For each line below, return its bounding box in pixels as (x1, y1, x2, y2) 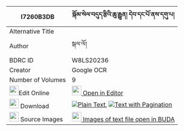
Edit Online (19, 89, 50, 97)
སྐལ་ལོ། (71, 40, 87, 47)
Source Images (20, 115, 63, 123)
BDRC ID (9, 56, 34, 64)
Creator (9, 66, 31, 74)
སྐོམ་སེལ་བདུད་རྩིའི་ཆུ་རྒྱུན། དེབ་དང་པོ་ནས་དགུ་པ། (72, 10, 175, 19)
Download (20, 102, 49, 110)
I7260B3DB (21, 12, 55, 20)
